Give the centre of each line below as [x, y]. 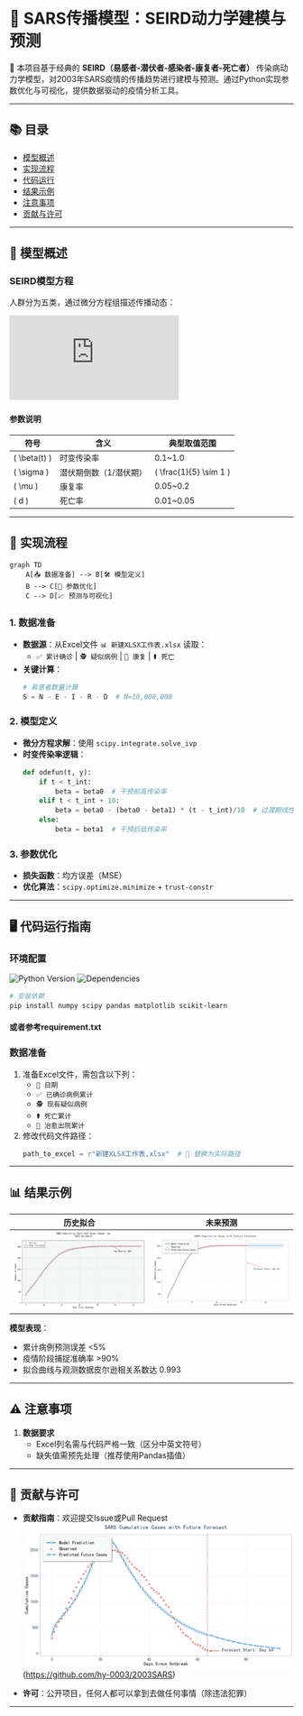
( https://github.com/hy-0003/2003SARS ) [99, 1675]
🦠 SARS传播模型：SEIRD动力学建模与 [148, 18]
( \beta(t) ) [32, 457]
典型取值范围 [192, 444]
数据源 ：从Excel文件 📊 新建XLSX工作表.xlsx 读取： [115, 644]
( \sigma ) [31, 472]
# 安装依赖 [27, 996]
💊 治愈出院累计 [60, 1125]
